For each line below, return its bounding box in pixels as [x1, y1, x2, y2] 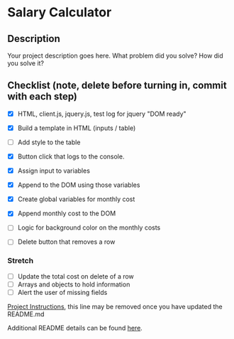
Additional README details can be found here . [7, 323, 143, 332]
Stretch [7, 256, 34, 266]
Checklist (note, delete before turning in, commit [7, 80, 227, 92]
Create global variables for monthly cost [17, 195, 135, 203]
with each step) [7, 90, 78, 103]
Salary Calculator [7, 4, 112, 21]
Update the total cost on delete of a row [17, 271, 135, 281]
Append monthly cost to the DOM [17, 209, 116, 217]
